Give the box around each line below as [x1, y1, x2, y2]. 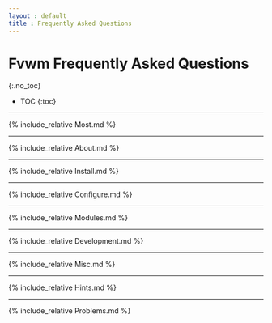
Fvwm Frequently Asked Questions [8, 54, 249, 73]
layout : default [8, 11, 67, 20]
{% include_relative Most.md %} [8, 120, 117, 130]
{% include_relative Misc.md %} [8, 260, 116, 270]
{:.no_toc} [8, 81, 41, 91]
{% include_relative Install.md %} [8, 167, 119, 176]
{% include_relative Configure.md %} [8, 189, 133, 199]
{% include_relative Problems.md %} [8, 306, 131, 316]
